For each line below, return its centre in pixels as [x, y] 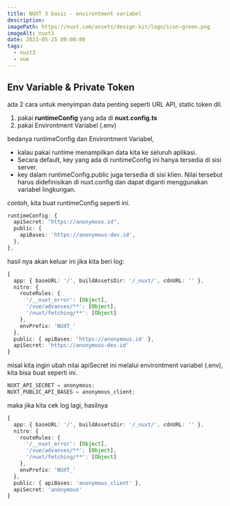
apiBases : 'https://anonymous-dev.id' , [78, 235]
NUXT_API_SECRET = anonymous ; [51, 386]
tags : [15, 46]
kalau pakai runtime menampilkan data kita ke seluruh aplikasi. [107, 152]
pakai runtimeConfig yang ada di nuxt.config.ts [87, 118]
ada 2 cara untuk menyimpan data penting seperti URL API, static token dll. [115, 104]
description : [26, 20]
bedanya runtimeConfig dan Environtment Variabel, [81, 139]
